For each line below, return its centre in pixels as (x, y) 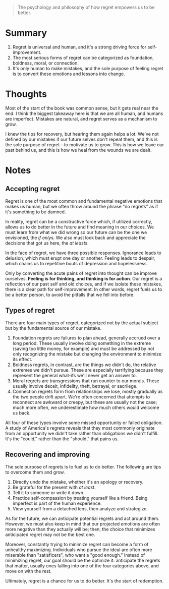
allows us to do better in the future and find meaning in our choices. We (80, 227)
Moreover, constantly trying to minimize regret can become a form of (77, 544)
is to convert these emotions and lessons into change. (69, 74)
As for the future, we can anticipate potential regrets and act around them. (82, 518)
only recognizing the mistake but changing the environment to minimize (87, 354)
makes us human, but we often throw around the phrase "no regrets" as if (82, 206)
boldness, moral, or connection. (46, 63)
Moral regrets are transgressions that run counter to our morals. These (86, 381)
